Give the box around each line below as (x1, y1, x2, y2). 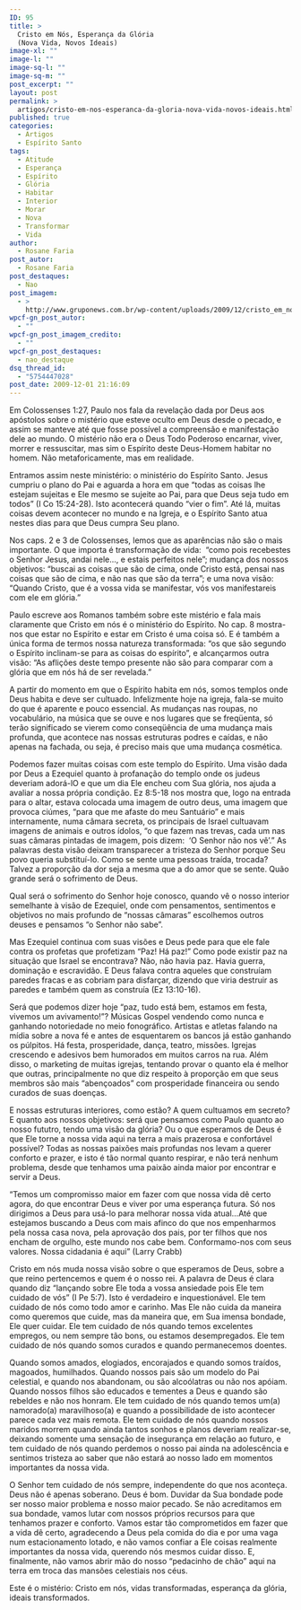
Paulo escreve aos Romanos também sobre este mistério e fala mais (9, 609, 262, 620)
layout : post (9, 88, 58, 97)
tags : (9, 146, 30, 155)
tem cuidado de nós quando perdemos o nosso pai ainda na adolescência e (9, 1443, 289, 1454)
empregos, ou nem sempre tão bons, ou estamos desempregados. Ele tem (9, 1330, 285, 1342)
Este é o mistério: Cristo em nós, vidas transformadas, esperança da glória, (9, 1583, 288, 1594)
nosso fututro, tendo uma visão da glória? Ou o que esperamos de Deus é (9, 1124, 282, 1135)
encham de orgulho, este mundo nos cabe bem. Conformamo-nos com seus (9, 1237, 292, 1247)
